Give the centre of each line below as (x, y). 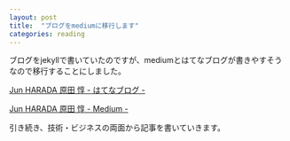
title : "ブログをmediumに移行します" (74, 26)
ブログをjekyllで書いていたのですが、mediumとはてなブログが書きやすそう (146, 60)
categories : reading (47, 34)
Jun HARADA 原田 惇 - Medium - (69, 109)
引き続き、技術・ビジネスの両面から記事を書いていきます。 (118, 128)
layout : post (33, 17)
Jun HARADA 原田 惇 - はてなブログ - (78, 90)
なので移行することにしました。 (67, 71)
